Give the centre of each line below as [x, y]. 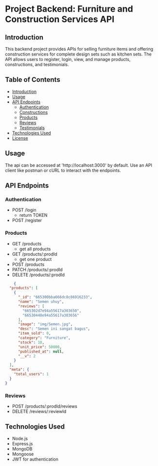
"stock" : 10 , [31, 342]
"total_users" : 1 [31, 374]
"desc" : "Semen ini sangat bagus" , [54, 329]
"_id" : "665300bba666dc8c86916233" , [55, 297]
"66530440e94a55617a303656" [51, 315]
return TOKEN [33, 215]
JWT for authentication [35, 459]
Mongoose [23, 454]
